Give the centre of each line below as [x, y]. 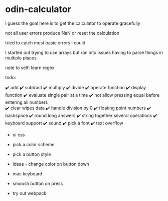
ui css [19, 135]
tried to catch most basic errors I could [45, 43]
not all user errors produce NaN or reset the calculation [62, 33]
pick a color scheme [33, 144]
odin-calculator [38, 9]
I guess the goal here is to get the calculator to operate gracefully [73, 23]
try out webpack [29, 193]
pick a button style [32, 154]
